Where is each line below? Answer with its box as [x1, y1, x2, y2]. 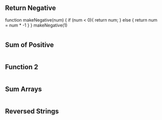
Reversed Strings [5, 107, 59, 115]
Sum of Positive [5, 41, 54, 49]
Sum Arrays [5, 85, 42, 93]
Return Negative [5, 4, 56, 12]
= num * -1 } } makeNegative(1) [5, 22, 68, 28]
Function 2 [5, 63, 38, 71]
